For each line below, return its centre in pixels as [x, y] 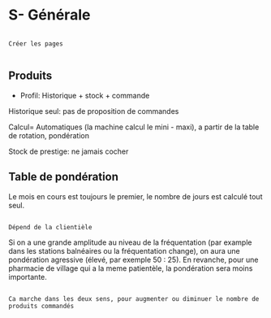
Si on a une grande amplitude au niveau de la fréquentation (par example [130, 242]
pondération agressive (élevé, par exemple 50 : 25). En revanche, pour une [133, 259]
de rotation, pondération [49, 135]
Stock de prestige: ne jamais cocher [69, 151]
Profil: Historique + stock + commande [85, 95]
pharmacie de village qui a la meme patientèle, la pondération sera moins [131, 268]
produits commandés [41, 306]
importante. [28, 277]
